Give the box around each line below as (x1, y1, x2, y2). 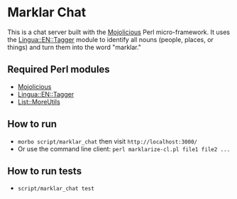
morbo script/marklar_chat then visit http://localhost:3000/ (17, 136, 198, 146)
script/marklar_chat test (17, 185, 94, 193)
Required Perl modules (7, 63, 110, 75)
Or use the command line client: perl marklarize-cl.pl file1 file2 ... (17, 144, 231, 153)
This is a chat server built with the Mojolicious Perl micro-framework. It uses (7, 28, 231, 36)
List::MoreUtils (17, 97, 60, 106)
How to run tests (7, 165, 82, 177)
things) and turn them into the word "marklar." (7, 43, 142, 51)
